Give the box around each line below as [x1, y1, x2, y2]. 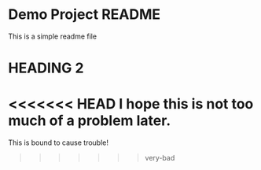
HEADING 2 [8, 59, 84, 77]
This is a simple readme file [8, 31, 97, 41]
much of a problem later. [8, 112, 171, 130]
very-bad [145, 153, 175, 163]
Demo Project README [8, 6, 161, 24]
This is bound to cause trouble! [8, 138, 108, 147]
